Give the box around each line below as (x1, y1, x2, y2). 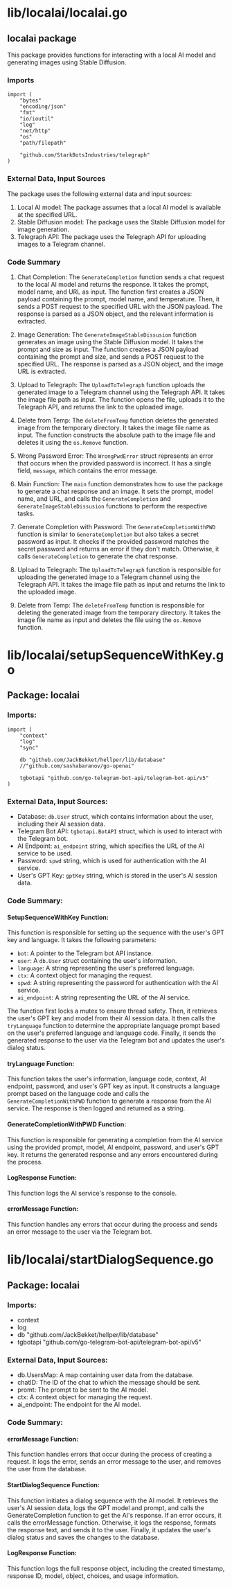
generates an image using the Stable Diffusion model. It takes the (17, 337, 204, 346)
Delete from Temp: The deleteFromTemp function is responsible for (17, 601, 205, 609)
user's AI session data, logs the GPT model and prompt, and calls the (7, 1503, 204, 1511)
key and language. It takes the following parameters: (7, 936, 157, 944)
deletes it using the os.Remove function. (17, 438, 129, 446)
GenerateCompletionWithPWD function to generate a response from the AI (7, 1097, 212, 1106)
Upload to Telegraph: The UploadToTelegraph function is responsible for (17, 565, 222, 574)
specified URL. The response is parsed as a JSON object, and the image (17, 360, 224, 368)
